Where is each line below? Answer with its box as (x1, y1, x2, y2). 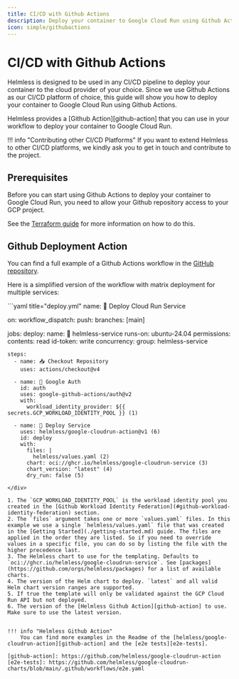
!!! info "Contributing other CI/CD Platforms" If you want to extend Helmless (7, 136, 228, 145)
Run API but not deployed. (7, 596, 87, 603)
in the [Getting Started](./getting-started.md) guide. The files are (7, 528, 221, 535)
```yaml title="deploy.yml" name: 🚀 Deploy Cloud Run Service (7, 301, 186, 310)
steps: (7, 351, 27, 358)
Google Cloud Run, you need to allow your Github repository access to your (7, 198, 229, 207)
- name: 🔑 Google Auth (14, 378, 81, 385)
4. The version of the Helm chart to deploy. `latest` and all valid (7, 578, 218, 585)
